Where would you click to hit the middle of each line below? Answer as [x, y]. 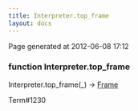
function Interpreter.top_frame [69, 67]
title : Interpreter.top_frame [59, 16]
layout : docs [30, 23]
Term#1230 [27, 100]
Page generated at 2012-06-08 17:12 [69, 46]
